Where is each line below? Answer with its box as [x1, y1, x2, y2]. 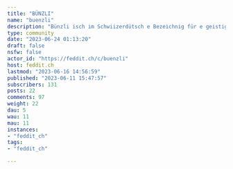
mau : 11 [7, 119, 30, 127]
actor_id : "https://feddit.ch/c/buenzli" [7, 55, 129, 62]
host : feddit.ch [7, 62, 54, 69]
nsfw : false [7, 49, 42, 56]
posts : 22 [7, 87, 36, 94]
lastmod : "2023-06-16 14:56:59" [7, 68, 101, 75]
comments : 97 [7, 94, 45, 101]
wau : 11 [7, 113, 30, 120]
